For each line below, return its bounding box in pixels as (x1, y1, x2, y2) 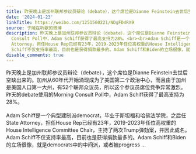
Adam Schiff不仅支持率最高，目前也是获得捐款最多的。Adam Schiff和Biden (6, 134, 187, 141)
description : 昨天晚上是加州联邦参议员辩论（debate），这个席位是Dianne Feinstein (6, 30, 191, 36)
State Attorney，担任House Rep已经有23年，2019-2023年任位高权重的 (6, 119, 176, 126)
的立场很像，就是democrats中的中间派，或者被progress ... (6, 141, 146, 148)
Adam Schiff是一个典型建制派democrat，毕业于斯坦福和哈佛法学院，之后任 (6, 112, 187, 119)
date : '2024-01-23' (6, 14, 54, 20)
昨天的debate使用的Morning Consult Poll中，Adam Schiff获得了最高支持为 (6, 91, 185, 98)
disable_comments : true (6, 52, 64, 58)
